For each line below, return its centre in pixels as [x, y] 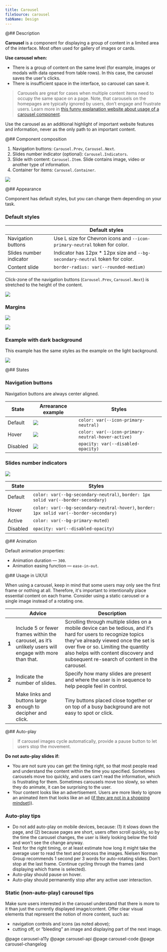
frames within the [36, 634]
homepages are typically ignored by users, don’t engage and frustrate [89, 104]
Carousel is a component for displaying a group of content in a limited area [82, 43]
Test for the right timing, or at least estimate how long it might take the [84, 848]
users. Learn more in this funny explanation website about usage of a [88, 109]
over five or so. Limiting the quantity [107, 646]
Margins [15, 307]
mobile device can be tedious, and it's [109, 628]
